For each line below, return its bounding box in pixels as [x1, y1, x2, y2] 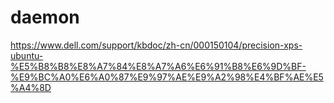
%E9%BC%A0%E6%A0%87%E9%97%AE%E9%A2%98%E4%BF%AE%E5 [10, 71, 324, 83]
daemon [10, 6, 80, 29]
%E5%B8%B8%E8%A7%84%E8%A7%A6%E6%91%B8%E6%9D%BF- [10, 60, 307, 72]
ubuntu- [10, 49, 44, 61]
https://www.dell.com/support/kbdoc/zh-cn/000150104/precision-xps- [10, 39, 303, 51]
